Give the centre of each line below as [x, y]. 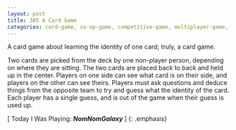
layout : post [26, 14]
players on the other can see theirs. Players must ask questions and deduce [117, 83]
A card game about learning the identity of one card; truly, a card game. [112, 47]
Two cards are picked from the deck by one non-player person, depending [116, 60]
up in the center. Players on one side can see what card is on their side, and [117, 75]
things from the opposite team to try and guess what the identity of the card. [118, 90]
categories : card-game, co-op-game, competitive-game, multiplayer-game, [118, 27]
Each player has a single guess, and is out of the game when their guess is [116, 98]
